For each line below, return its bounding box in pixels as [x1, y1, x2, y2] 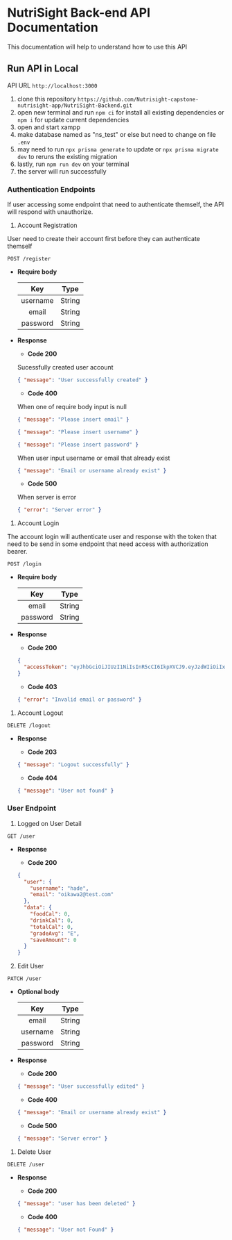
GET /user [7, 832, 36, 840]
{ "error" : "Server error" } [17, 506, 102, 513]
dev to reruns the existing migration [17, 152, 118, 160]
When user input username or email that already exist [17, 454, 170, 462]
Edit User [17, 962, 44, 970]
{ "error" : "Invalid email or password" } [17, 696, 142, 703]
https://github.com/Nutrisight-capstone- [77, 96, 199, 103]
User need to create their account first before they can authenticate [7, 235, 201, 243]
